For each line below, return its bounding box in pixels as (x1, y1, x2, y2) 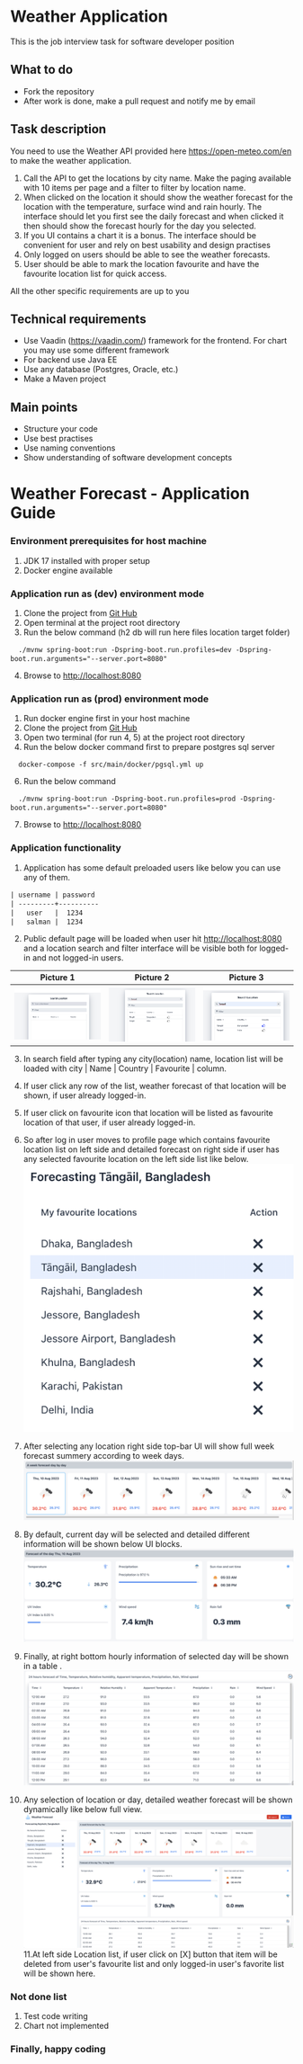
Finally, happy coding (10, 2043, 106, 2056)
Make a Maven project (22, 373, 106, 384)
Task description (10, 121, 107, 137)
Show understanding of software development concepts (22, 452, 233, 463)
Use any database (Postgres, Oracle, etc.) (22, 364, 179, 375)
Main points (10, 399, 78, 415)
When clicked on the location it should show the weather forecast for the (22, 192, 293, 202)
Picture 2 (134, 972, 170, 983)
